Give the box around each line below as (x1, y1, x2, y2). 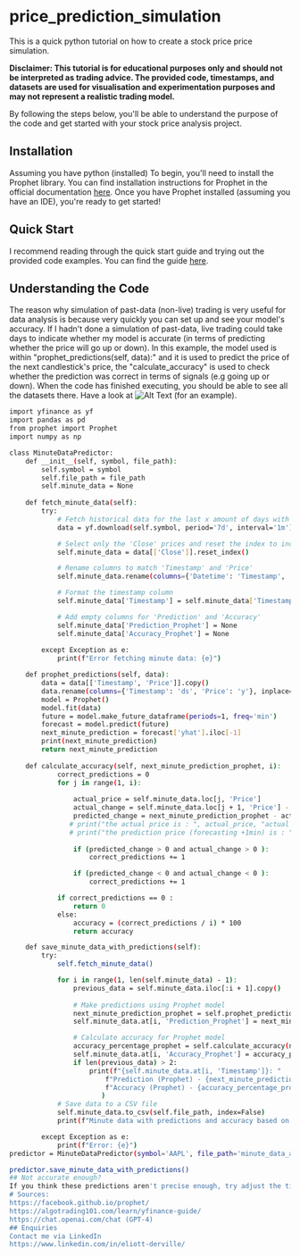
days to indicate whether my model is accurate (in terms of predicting (9, 333, 266, 344)
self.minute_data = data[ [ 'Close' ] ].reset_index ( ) (56, 548, 250, 557)
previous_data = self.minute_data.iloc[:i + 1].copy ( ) (72, 984, 281, 993)
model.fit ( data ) (41, 703, 102, 712)
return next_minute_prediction (41, 745, 158, 754)
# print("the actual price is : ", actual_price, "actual (69, 819, 290, 828)
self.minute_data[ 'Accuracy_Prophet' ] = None (56, 629, 229, 638)
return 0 (72, 901, 105, 910)
